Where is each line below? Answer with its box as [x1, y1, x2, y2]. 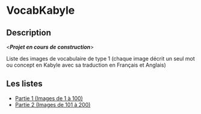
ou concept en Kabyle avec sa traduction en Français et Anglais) [6, 61, 167, 68]
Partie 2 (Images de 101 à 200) [14, 101, 91, 108]
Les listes [6, 79, 43, 89]
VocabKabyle [6, 4, 75, 17]
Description [6, 28, 51, 38]
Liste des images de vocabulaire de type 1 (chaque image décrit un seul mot [6, 55, 196, 62]
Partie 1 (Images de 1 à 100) [14, 94, 83, 102]
